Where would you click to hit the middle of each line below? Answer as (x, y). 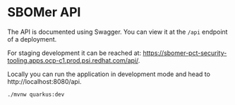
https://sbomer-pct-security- (185, 53)
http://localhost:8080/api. (44, 81)
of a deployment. (32, 39)
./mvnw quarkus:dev (36, 94)
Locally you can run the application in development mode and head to (109, 74)
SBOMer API (44, 12)
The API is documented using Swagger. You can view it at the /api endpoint (117, 32)
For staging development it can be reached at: (74, 53)
